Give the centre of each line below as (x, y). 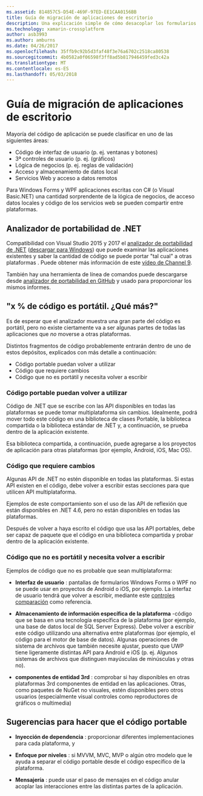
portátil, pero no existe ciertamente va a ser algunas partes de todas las (96, 327)
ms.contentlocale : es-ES (38, 68)
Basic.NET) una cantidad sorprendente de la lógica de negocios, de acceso (101, 197)
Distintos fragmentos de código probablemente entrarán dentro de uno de (99, 346)
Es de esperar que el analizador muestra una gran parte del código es (93, 321)
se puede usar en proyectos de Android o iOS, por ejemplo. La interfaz (103, 588)
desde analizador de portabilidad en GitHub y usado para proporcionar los (99, 281)
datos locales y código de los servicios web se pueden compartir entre (95, 203)
